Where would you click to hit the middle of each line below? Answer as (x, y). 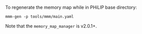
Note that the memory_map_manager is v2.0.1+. (51, 26)
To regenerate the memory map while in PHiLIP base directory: (71, 7)
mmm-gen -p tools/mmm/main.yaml (39, 17)
